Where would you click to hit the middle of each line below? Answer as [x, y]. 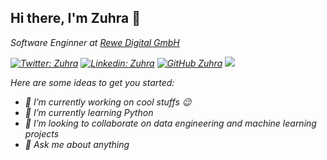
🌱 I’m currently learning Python [89, 112]
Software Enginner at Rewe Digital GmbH [95, 42]
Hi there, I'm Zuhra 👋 [76, 18]
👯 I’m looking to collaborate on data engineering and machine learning [170, 123]
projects [42, 133]
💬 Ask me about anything [77, 144]
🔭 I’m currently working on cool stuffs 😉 [108, 102]
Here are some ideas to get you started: [92, 82]
